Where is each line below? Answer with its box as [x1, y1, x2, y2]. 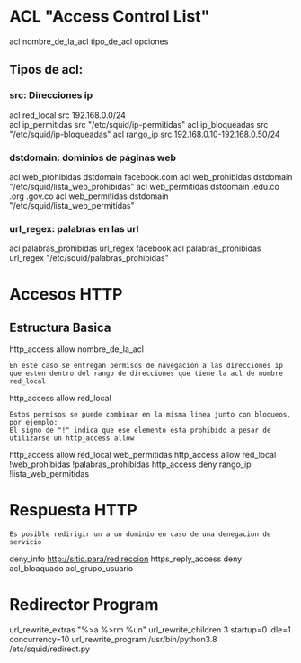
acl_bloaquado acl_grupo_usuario [9, 563, 134, 574]
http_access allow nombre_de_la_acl [9, 344, 144, 354]
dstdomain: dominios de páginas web [9, 151, 177, 164]
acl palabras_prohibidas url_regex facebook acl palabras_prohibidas [9, 243, 261, 254]
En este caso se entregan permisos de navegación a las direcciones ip [9, 362, 283, 371]
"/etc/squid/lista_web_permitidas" [9, 200, 135, 211]
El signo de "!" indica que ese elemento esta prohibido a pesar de [9, 426, 271, 435]
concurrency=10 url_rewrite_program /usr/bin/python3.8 [9, 634, 217, 645]
